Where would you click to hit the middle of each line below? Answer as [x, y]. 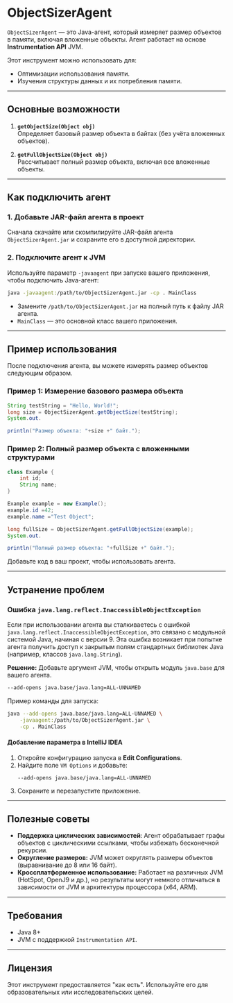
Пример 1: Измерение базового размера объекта [95, 391]
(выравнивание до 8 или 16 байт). [67, 865]
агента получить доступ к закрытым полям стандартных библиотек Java [115, 646]
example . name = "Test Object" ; [51, 516]
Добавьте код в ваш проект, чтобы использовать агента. [91, 562]
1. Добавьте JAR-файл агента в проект [76, 217]
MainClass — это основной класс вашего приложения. [97, 321]
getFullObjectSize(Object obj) [62, 155]
